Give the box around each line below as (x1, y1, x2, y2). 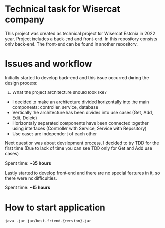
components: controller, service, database (12, 104, 99, 110)
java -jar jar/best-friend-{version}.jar (5, 218, 92, 223)
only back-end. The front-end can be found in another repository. (5, 41, 138, 46)
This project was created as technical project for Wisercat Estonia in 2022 (5, 30, 156, 36)
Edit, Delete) (12, 115, 38, 121)
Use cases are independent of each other (12, 130, 97, 137)
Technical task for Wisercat (5, 3, 121, 15)
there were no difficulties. (5, 175, 57, 181)
